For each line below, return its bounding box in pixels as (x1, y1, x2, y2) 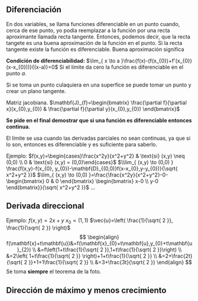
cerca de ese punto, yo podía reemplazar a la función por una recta (6, 27, 170, 34)
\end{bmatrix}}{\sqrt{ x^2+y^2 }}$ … (6, 184, 96, 191)
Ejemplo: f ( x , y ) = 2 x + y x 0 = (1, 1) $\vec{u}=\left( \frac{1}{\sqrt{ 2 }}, (6, 216, 173, 225)
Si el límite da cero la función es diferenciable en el (59, 63, 184, 71)
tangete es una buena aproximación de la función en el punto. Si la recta (6, 39, 183, 46)
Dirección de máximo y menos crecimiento (6, 285, 167, 295)
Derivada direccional (6, 201, 85, 211)
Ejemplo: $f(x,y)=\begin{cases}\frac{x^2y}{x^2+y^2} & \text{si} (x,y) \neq (6, 152, 185, 159)
